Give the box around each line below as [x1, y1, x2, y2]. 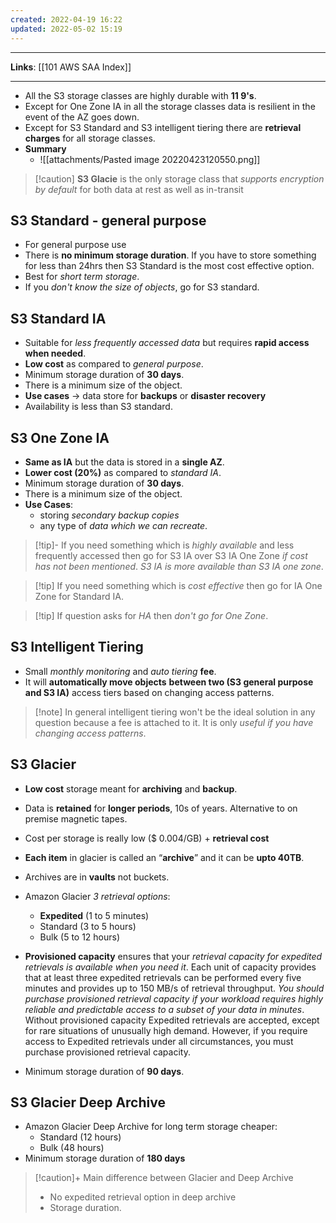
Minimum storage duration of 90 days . [24, 1065, 185, 1077]
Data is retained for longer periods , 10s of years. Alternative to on [24, 802, 298, 814]
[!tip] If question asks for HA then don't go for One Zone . [34, 609, 269, 621]
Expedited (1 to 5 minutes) [39, 909, 150, 921]
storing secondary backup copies [39, 509, 180, 521]
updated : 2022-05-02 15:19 [10, 24, 123, 34]
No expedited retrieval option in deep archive [49, 1191, 237, 1203]
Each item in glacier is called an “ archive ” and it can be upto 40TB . [24, 851, 305, 863]
